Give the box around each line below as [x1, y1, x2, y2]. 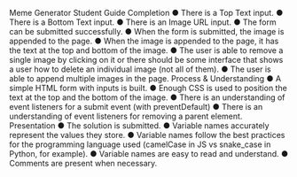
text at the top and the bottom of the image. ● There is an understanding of [9, 92, 285, 103]
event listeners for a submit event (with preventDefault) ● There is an [9, 102, 263, 112]
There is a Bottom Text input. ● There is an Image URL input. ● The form [9, 17, 277, 27]
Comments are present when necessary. [9, 158, 158, 168]
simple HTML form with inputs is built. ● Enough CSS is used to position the [9, 83, 288, 93]
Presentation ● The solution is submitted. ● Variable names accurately [9, 120, 270, 131]
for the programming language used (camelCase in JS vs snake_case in [9, 139, 271, 150]
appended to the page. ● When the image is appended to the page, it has [9, 35, 279, 46]
